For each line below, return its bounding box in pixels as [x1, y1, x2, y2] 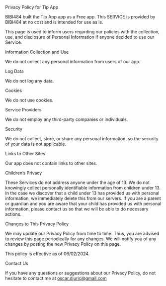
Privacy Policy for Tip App [5, 4, 59, 10]
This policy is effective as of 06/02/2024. [5, 251, 90, 257]
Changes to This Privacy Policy [5, 221, 69, 227]
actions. [5, 211, 21, 217]
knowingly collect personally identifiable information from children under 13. [5, 185, 161, 191]
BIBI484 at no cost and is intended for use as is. [5, 19, 103, 25]
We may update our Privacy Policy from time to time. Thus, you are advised [5, 231, 160, 236]
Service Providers [5, 107, 42, 112]
